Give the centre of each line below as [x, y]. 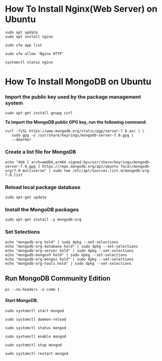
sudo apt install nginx [29, 37]
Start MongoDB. [22, 300]
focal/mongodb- [136, 166]
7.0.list [14, 175]
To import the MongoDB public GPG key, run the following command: [76, 122]
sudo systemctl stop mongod [34, 345]
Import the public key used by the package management [73, 97]
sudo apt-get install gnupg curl [39, 113]
